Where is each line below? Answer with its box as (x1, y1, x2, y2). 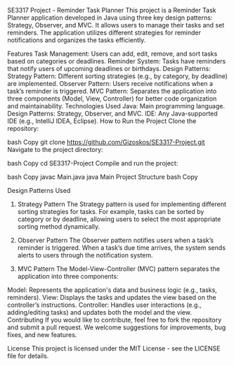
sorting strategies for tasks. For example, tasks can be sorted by (17, 208, 204, 215)
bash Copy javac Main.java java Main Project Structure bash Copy (7, 172, 198, 181)
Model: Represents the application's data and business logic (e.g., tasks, (7, 286, 218, 294)
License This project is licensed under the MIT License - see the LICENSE (7, 344, 221, 353)
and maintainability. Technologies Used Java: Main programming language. (7, 102, 225, 110)
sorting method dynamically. (17, 222, 100, 231)
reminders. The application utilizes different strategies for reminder (7, 28, 202, 37)
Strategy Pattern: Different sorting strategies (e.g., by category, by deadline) (7, 72, 228, 80)
